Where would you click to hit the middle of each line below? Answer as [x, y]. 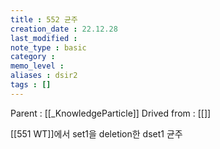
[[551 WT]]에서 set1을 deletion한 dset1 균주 [96, 133]
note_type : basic [48, 47]
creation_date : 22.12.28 [64, 29]
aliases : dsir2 [44, 76]
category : [33, 57]
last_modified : [44, 38]
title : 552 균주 [44, 19]
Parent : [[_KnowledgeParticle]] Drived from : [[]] [111, 113]
